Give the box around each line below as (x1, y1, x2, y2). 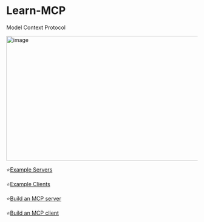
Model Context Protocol (6, 24, 66, 31)
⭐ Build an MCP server (6, 195, 62, 202)
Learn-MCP (6, 4, 66, 18)
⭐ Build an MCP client (6, 209, 59, 217)
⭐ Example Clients (6, 180, 50, 187)
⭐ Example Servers (6, 165, 53, 173)
